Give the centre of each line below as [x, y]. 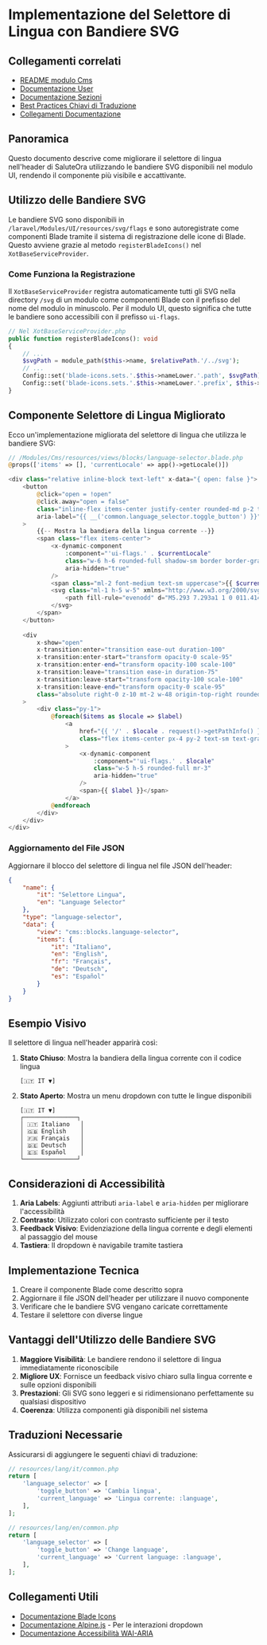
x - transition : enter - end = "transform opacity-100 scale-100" [137, 665]
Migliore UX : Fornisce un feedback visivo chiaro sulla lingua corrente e [136, 1376]
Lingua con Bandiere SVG [94, 31]
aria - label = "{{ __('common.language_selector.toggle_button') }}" [149, 516]
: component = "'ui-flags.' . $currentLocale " [138, 554]
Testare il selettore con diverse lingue [81, 1315]
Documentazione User [56, 88]
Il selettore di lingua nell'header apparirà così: [83, 1042]
